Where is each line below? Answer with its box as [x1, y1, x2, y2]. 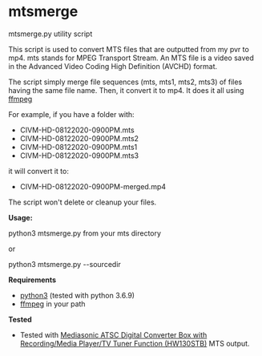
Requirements [8, 275, 57, 285]
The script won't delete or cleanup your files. [8, 197, 157, 207]
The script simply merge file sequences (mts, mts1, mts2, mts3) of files [8, 77, 243, 87]
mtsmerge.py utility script [8, 29, 93, 38]
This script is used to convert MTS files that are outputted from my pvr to [8, 44, 250, 54]
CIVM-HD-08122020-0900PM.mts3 [19, 151, 139, 160]
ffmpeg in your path [19, 299, 86, 309]
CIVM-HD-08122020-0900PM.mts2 [19, 133, 139, 143]
